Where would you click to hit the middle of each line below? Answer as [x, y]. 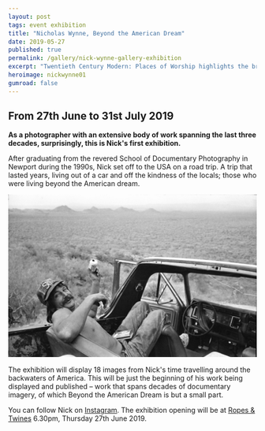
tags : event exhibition [47, 25]
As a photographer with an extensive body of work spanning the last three [132, 135]
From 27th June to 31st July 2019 [91, 116]
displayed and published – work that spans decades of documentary [119, 387]
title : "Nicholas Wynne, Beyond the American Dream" [97, 33]
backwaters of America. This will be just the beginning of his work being [125, 378]
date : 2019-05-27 [37, 42]
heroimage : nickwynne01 [47, 75]
